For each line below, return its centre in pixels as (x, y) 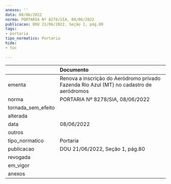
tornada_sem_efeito (31, 107)
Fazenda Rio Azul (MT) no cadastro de (106, 84)
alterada (18, 116)
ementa (17, 84)
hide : (11, 43)
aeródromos (74, 91)
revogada (19, 157)
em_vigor (19, 165)
